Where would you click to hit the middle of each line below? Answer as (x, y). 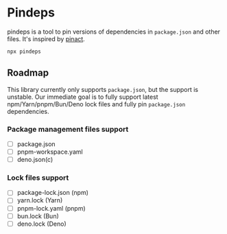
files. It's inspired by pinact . (46, 38)
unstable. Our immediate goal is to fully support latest (83, 97)
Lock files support (38, 178)
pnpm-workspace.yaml (50, 152)
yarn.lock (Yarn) (40, 200)
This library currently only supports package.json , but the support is (103, 89)
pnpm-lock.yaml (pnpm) (51, 208)
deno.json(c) (35, 160)
